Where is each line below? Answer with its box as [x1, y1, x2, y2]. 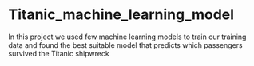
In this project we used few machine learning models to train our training [8, 32, 247, 41]
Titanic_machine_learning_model [8, 6, 234, 24]
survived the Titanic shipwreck [8, 49, 109, 58]
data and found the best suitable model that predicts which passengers [8, 40, 243, 49]
